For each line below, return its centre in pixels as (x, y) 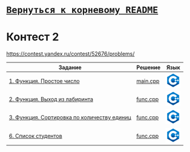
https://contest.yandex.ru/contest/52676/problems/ (70, 54)
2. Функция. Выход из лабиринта (51, 99)
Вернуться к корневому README (82, 10)
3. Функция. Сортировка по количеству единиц (70, 117)
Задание (70, 67)
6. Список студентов (35, 136)
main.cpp (148, 81)
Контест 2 (33, 37)
